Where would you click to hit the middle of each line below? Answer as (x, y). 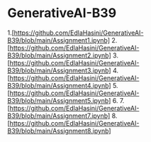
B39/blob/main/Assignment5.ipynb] (59, 100)
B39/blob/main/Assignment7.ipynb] (59, 116)
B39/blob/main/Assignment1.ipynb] (59, 40)
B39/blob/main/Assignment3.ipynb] (59, 70)
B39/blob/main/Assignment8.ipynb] (59, 131)
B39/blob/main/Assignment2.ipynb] (59, 55)
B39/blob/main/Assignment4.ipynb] (59, 85)
